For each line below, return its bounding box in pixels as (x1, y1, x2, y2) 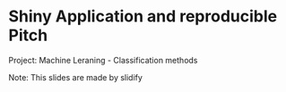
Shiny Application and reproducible (8, 6, 278, 27)
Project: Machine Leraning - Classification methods (8, 54, 198, 65)
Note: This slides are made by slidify (8, 71, 143, 82)
